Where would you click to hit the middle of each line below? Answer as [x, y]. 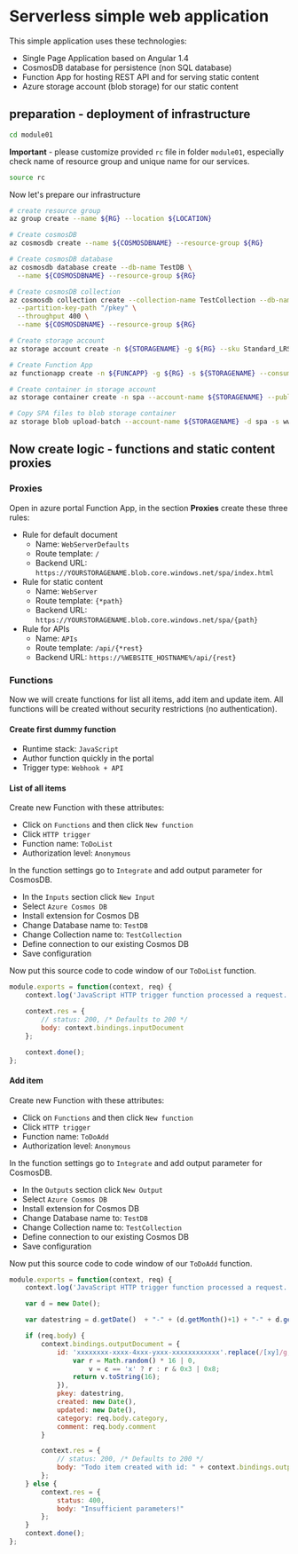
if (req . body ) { [55, 1336]
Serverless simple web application [139, 16]
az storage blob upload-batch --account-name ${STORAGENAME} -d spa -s [144, 422]
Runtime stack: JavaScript [70, 749]
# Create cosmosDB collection [65, 292]
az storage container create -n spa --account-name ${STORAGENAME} [137, 398]
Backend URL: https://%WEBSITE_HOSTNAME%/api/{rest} [136, 657]
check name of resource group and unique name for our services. [129, 161]
